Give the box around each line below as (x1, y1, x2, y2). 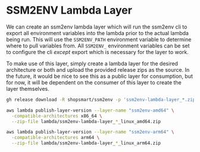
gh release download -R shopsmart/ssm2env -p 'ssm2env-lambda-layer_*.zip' (6, 96, 198, 103)
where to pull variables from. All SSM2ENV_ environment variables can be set (6, 42, 190, 49)
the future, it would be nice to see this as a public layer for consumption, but (6, 72, 193, 80)
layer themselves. (6, 85, 49, 92)
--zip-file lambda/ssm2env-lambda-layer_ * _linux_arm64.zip (11, 140, 161, 146)
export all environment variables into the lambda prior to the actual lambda (6, 29, 189, 36)
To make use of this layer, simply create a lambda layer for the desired (6, 60, 179, 67)
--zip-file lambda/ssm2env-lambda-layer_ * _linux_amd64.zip (11, 118, 161, 125)
